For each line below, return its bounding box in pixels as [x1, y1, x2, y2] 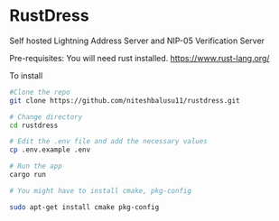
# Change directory [9, 112, 83, 122]
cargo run [9, 170, 47, 180]
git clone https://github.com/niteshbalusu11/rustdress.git [9, 96, 241, 105]
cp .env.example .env [9, 145, 91, 154]
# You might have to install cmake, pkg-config [9, 186, 192, 195]
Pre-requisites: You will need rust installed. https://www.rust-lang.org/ [9, 52, 270, 63]
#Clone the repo [9, 87, 70, 97]
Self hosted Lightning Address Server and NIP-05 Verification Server [9, 35, 265, 46]
